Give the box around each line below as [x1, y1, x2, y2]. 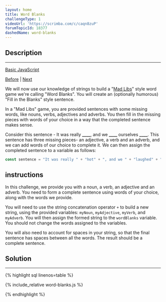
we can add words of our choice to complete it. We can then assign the [5, 142, 151, 148]
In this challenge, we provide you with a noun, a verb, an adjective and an [5, 184, 155, 190]
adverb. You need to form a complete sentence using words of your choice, [5, 189, 159, 195]
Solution [5, 254, 32, 263]
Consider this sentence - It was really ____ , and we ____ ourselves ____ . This [5, 131, 159, 137]
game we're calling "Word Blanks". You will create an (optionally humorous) [5, 91, 159, 97]
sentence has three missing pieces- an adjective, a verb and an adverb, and [5, 137, 160, 143]
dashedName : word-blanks [5, 30, 56, 35]
